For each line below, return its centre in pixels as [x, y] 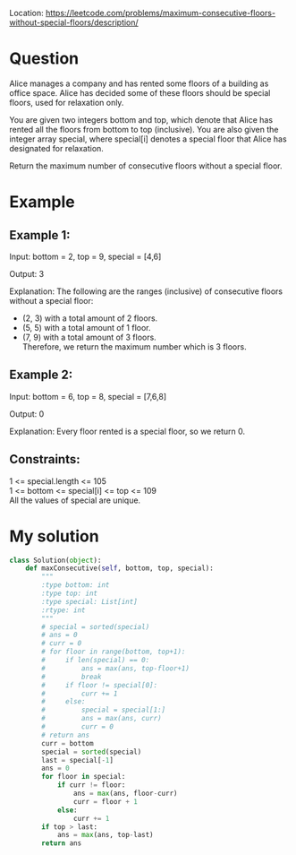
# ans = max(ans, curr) [102, 719]
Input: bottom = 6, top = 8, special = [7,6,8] [88, 396]
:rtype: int [64, 610]
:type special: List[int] [90, 601]
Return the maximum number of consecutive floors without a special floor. [146, 166]
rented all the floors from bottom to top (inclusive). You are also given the [144, 129]
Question [44, 59]
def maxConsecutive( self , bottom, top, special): [120, 568]
